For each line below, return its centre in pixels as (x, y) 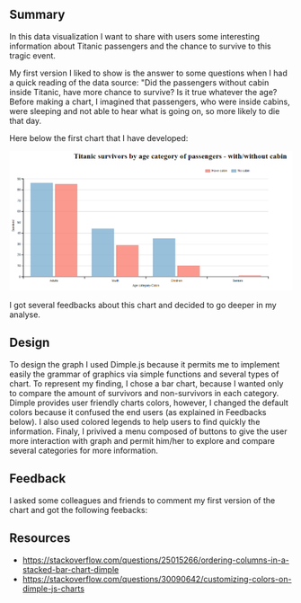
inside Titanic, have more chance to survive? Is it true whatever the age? (143, 92)
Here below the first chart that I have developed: (99, 137)
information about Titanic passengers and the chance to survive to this (140, 46)
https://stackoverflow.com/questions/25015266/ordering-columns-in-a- (156, 560)
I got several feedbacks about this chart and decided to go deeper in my (143, 306)
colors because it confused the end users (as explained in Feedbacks (138, 412)
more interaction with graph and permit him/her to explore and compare (142, 440)
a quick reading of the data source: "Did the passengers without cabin (139, 82)
